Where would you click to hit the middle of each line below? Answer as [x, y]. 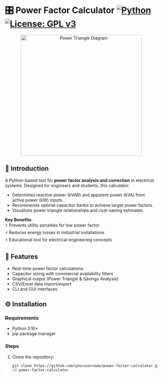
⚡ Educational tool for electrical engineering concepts [59, 239]
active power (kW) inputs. [38, 200]
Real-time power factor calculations [48, 268]
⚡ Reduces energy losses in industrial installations [55, 232]
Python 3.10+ [25, 329]
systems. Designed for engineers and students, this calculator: [67, 185]
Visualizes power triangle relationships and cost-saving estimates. [78, 210]
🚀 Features [22, 257]
